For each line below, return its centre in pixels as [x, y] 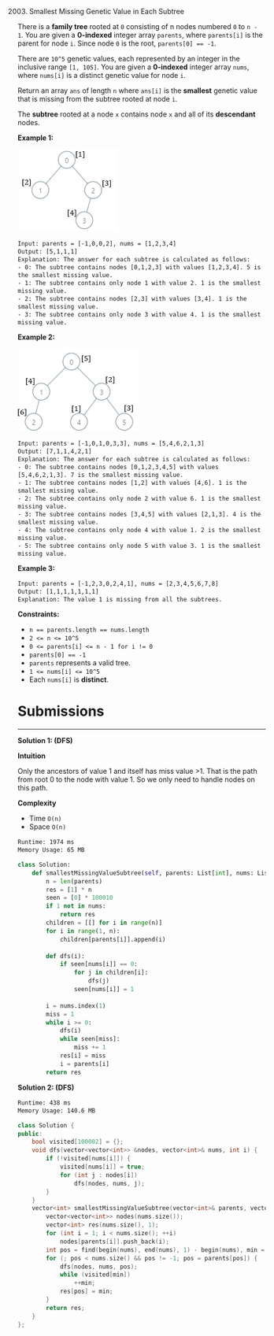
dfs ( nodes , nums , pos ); [98, 1267]
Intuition [32, 756]
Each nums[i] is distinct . [69, 679]
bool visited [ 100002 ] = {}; [78, 1142]
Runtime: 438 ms [44, 1103]
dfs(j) [99, 981]
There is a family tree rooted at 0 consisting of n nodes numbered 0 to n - [138, 26]
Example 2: [36, 337]
